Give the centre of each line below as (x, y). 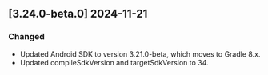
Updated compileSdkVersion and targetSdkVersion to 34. (114, 62)
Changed (27, 37)
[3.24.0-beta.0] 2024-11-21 (78, 14)
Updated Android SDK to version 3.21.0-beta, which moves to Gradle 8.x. (140, 54)
